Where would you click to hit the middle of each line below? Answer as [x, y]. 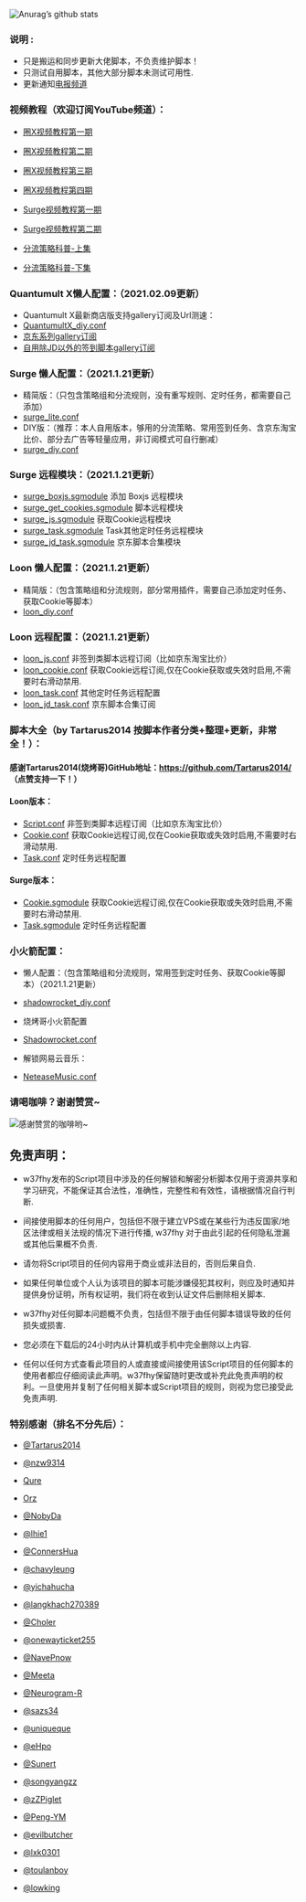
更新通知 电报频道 [55, 84]
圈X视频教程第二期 [58, 151]
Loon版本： [31, 802]
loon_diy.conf [48, 611]
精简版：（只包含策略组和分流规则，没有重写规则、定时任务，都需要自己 [157, 395]
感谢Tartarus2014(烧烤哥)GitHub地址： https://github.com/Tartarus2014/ [151, 767]
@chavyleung [48, 1568]
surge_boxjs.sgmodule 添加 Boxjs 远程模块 [103, 496]
